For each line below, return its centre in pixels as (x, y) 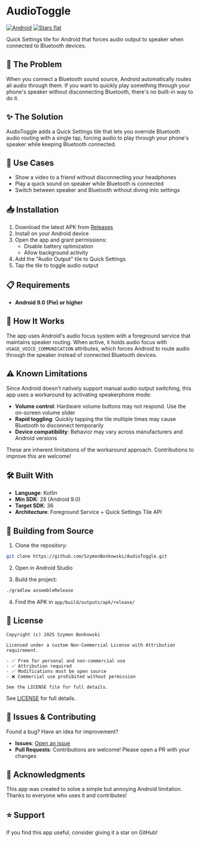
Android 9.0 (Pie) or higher (49, 302)
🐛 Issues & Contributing (51, 717)
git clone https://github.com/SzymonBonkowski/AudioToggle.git (87, 557)
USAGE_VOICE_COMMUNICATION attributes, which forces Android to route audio (98, 348)
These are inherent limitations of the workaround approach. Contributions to (100, 449)
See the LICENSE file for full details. (57, 687)
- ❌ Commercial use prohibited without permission (71, 676)
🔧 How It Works (35, 321)
